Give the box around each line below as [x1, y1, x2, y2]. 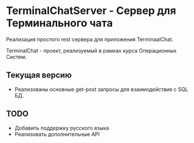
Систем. [6, 53, 27, 60]
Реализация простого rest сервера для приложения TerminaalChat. [6, 36, 174, 43]
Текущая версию [6, 70, 72, 80]
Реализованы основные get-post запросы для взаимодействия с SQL [14, 86, 189, 93]
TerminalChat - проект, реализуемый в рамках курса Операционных [6, 47, 177, 54]
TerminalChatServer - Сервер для [6, 4, 176, 18]
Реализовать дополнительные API [14, 130, 101, 138]
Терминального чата [6, 16, 113, 30]
